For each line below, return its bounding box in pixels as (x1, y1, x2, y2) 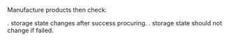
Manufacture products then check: (7, 6, 107, 14)
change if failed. (7, 27, 54, 34)
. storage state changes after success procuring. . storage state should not (7, 19, 222, 27)
